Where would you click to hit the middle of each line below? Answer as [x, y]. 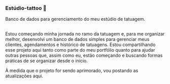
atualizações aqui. [24, 76]
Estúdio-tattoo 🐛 [26, 8]
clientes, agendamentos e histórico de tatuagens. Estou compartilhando [80, 45]
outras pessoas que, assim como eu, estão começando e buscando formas [84, 55]
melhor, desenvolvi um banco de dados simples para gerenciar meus [77, 39]
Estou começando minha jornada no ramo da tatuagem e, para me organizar [85, 34]
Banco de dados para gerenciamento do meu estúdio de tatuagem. [75, 19]
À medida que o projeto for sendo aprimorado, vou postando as [72, 70]
